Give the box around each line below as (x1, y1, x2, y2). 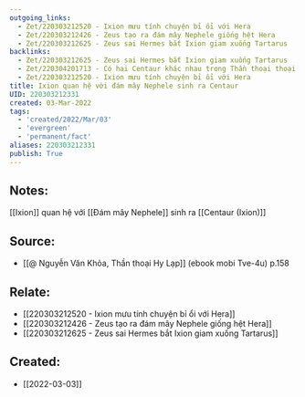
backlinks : (9, 47, 51, 57)
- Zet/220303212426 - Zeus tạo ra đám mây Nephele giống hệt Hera (17, 30, 276, 39)
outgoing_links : (9, 13, 71, 23)
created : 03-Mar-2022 (9, 98, 92, 108)
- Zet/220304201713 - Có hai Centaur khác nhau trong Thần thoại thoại (17, 65, 297, 74)
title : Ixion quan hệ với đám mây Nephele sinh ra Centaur (9, 81, 239, 90)
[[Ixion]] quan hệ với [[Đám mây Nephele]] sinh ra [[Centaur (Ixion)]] (9, 207, 267, 218)
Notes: (9, 183, 48, 199)
